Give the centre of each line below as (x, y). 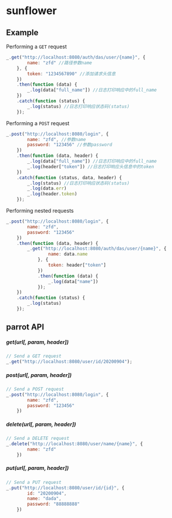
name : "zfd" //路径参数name (60, 63)
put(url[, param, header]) (38, 468)
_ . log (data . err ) (47, 189)
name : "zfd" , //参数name (57, 139)
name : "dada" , (44, 499)
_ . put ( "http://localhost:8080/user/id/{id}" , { (65, 488)
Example (22, 33)
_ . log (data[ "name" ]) (73, 281)
